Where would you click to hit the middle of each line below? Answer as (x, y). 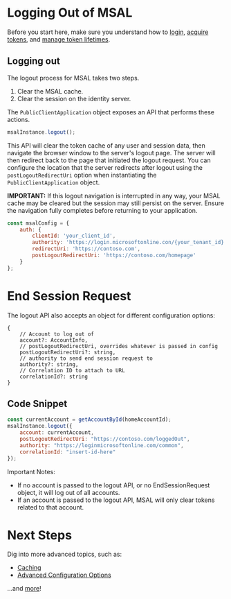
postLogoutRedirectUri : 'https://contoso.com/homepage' (114, 255)
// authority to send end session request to (86, 358)
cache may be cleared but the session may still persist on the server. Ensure (116, 203)
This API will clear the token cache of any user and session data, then (107, 145)
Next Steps (40, 535)
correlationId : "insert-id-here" (68, 452)
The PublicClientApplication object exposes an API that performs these (111, 112)
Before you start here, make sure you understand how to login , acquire (108, 32)
